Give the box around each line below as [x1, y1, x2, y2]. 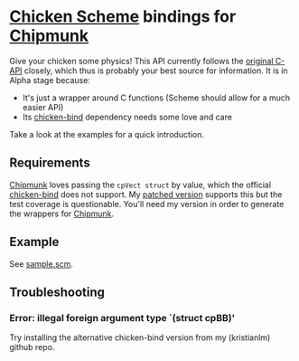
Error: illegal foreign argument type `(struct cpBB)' [9, 311, 236, 324]
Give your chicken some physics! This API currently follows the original [9, 55, 274, 66]
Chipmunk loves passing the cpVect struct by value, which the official [9, 179, 272, 190]
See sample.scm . [9, 258, 74, 269]
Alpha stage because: [9, 74, 90, 85]
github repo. [9, 342, 55, 353]
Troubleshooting [9, 284, 106, 299]
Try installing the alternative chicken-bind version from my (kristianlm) [9, 332, 271, 343]
